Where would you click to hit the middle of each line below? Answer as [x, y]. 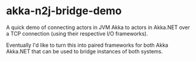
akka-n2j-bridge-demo [64, 11]
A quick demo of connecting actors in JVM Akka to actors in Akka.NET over [98, 27]
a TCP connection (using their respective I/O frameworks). [77, 33]
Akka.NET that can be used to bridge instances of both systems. [85, 51]
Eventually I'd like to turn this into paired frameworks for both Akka [87, 45]
